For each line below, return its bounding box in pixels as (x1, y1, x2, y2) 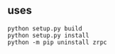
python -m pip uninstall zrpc (7, 38, 108, 46)
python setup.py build (7, 24, 82, 32)
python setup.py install (7, 31, 90, 39)
